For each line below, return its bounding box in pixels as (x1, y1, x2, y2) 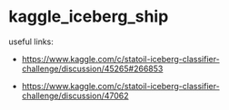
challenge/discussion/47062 (21, 90, 129, 101)
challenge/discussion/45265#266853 (21, 63, 164, 74)
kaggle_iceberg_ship (8, 6, 169, 27)
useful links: (8, 36, 54, 47)
